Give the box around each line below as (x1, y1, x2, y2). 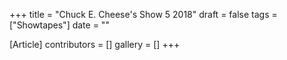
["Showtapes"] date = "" (9, 19, 110, 31)
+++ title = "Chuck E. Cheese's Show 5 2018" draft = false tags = (9, 9, 278, 20)
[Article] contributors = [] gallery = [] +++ (9, 39, 181, 50)
